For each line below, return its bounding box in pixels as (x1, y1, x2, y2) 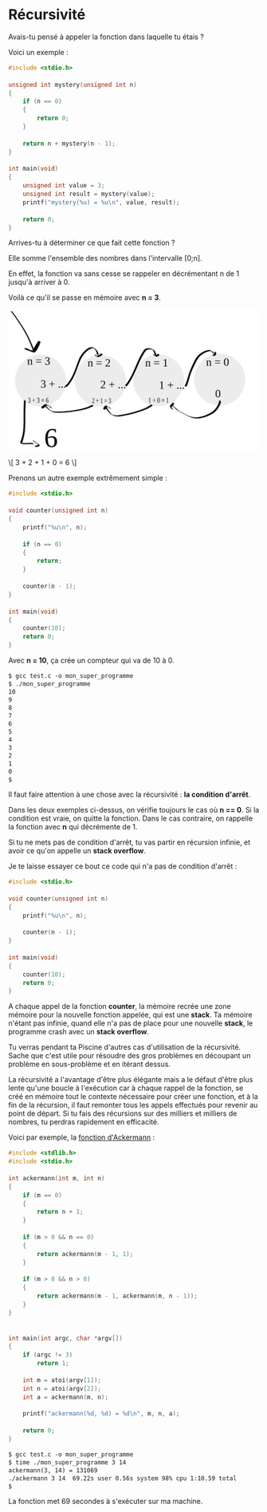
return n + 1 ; (37, 1208, 84, 1216)
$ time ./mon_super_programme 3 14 (8, 1458, 127, 1467)
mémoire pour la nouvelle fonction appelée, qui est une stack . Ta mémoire (8, 1010, 253, 1020)
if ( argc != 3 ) (22, 1351, 73, 1359)
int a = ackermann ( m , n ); (22, 1393, 109, 1401)
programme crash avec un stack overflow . (8, 1027, 150, 1037)
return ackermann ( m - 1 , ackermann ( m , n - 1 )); (37, 1292, 198, 1301)
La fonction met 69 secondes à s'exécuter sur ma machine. (8, 1496, 203, 1506)
